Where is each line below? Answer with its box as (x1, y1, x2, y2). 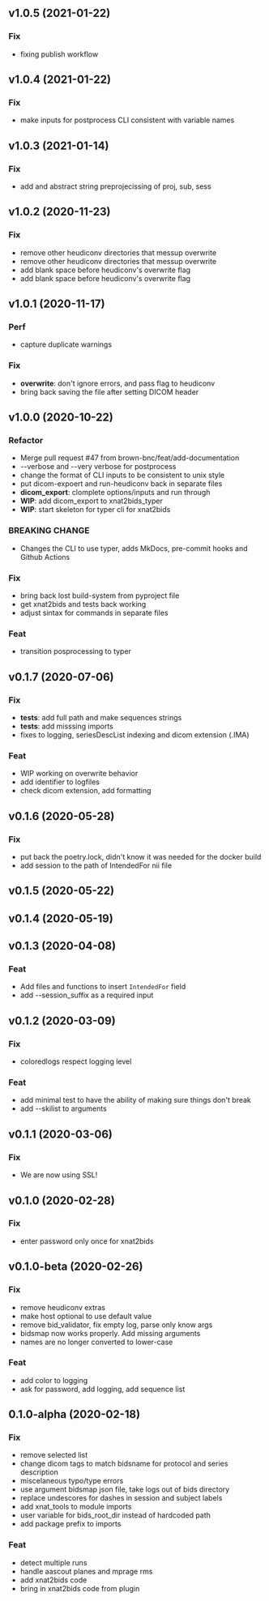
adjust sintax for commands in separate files (19, 608, 169, 618)
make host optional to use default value (19, 1311, 152, 1321)
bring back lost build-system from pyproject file (19, 591, 180, 600)
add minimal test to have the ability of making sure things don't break (19, 1095, 251, 1105)
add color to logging (19, 1375, 88, 1385)
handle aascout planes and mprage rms (19, 1566, 153, 1576)
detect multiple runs (19, 1557, 88, 1567)
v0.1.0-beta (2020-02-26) (8, 1260, 143, 1274)
